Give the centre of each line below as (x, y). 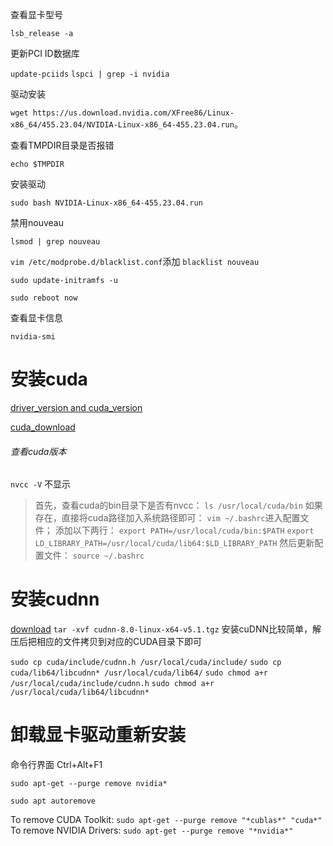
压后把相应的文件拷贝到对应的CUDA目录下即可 (106, 642)
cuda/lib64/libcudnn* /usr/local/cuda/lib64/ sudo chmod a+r (139, 673)
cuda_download (43, 427)
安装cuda (49, 379)
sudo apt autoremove (53, 801)
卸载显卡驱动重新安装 (98, 735)
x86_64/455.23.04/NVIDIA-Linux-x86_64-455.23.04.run (122, 125)
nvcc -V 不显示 (41, 484)
